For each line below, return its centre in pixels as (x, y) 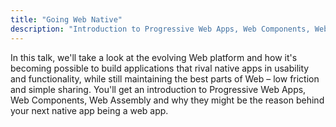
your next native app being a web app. (89, 110)
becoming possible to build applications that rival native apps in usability (160, 68)
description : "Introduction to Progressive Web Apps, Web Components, (160, 29)
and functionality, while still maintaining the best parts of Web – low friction (165, 78)
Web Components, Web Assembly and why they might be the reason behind (167, 100)
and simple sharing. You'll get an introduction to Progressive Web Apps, (158, 89)
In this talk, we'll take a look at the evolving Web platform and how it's (154, 57)
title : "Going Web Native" (66, 19)
